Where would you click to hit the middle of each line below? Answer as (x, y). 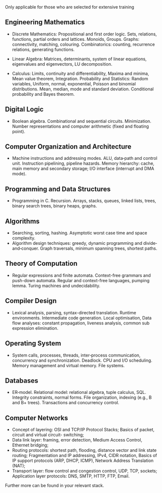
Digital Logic (24, 110)
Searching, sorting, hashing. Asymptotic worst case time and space (80, 233)
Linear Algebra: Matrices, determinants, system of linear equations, (79, 59)
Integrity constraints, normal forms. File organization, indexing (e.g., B (82, 397)
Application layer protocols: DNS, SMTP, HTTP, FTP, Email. (71, 476)
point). (19, 131)
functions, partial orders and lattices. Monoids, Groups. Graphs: (76, 39)
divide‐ (150, 243)
